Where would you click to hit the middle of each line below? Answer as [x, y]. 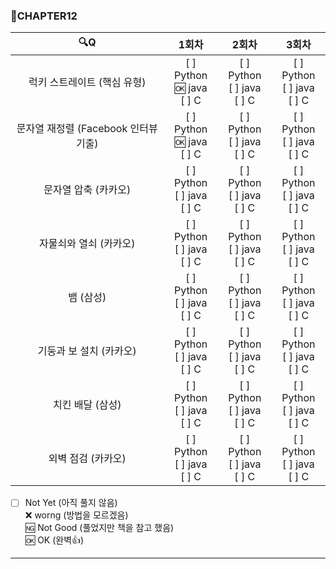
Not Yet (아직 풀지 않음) [71, 503]
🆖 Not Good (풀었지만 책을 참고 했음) [99, 528]
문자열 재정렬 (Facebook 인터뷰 [87, 129]
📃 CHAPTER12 [44, 16]
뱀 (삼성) [87, 297]
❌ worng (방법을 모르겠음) [76, 515]
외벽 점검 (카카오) [87, 459]
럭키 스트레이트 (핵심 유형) [87, 82]
